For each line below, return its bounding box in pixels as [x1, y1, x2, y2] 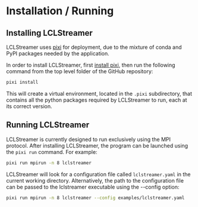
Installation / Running [6, 4, 114, 18]
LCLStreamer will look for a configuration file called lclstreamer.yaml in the [6, 171, 191, 178]
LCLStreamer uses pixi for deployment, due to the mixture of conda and [6, 43, 182, 51]
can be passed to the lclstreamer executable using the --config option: [6, 183, 180, 190]
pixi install [6, 79, 39, 85]
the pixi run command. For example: [6, 148, 98, 155]
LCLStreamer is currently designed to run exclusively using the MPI [6, 136, 171, 143]
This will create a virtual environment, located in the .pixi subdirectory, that [6, 90, 192, 97]
